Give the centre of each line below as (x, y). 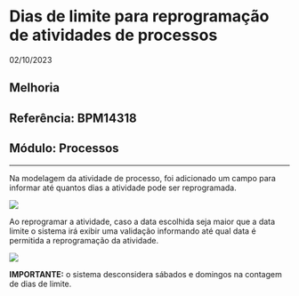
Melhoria (35, 88)
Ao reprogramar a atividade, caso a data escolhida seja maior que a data (142, 221)
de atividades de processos (113, 35)
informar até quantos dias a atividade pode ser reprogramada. (123, 188)
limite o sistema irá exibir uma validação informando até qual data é (133, 231)
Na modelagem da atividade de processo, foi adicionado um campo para (142, 178)
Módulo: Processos (64, 148)
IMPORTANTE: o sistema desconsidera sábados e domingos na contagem (145, 274)
